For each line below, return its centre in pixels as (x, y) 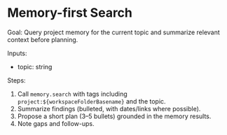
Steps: (16, 80)
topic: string (35, 66)
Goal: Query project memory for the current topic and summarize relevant (114, 32)
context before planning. (43, 39)
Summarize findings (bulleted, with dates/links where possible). (109, 108)
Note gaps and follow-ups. (56, 123)
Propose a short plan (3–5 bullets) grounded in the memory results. (114, 116)
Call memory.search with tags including (72, 94)
